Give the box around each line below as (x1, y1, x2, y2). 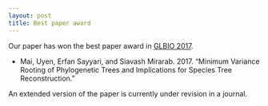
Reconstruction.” (19, 73, 75, 83)
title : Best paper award (8, 19, 91, 27)
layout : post (8, 11, 52, 20)
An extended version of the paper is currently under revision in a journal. (8, 88, 248, 98)
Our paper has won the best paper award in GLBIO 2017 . (8, 41, 194, 50)
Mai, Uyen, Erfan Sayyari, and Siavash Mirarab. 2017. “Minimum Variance (19, 57, 260, 66)
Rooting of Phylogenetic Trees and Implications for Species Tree (19, 65, 232, 74)
